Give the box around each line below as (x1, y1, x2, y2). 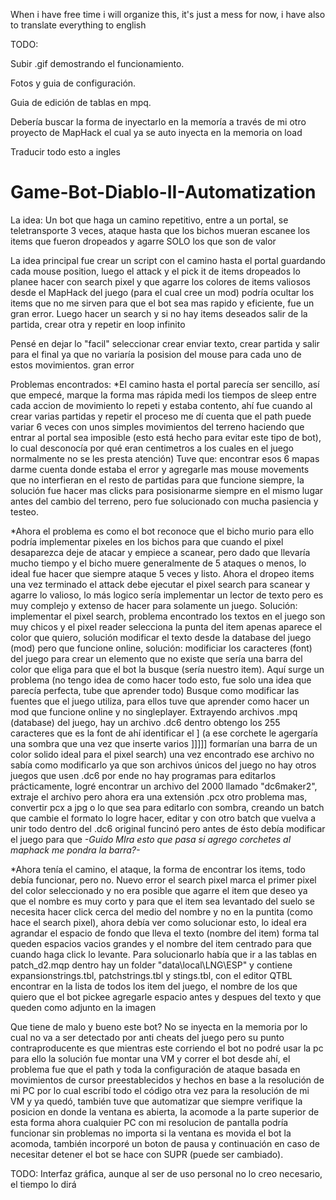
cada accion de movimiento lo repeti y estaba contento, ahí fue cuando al (10, 399, 313, 411)
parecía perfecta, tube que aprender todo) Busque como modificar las (10, 684, 300, 696)
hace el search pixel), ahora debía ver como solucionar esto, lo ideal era (10, 916, 307, 928)
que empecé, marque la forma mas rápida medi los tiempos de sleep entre (10, 389, 317, 401)
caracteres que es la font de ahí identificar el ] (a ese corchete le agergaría (10, 727, 318, 739)
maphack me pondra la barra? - (10, 844, 141, 856)
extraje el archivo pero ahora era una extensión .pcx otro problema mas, (10, 790, 308, 803)
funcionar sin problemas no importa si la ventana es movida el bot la (10, 1127, 292, 1139)
